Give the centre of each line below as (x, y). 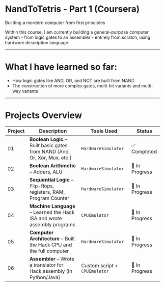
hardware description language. (37, 42)
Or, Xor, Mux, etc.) (51, 157)
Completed (144, 152)
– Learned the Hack (52, 212)
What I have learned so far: (61, 67)
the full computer (49, 251)
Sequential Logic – (51, 180)
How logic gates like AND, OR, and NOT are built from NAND (73, 80)
